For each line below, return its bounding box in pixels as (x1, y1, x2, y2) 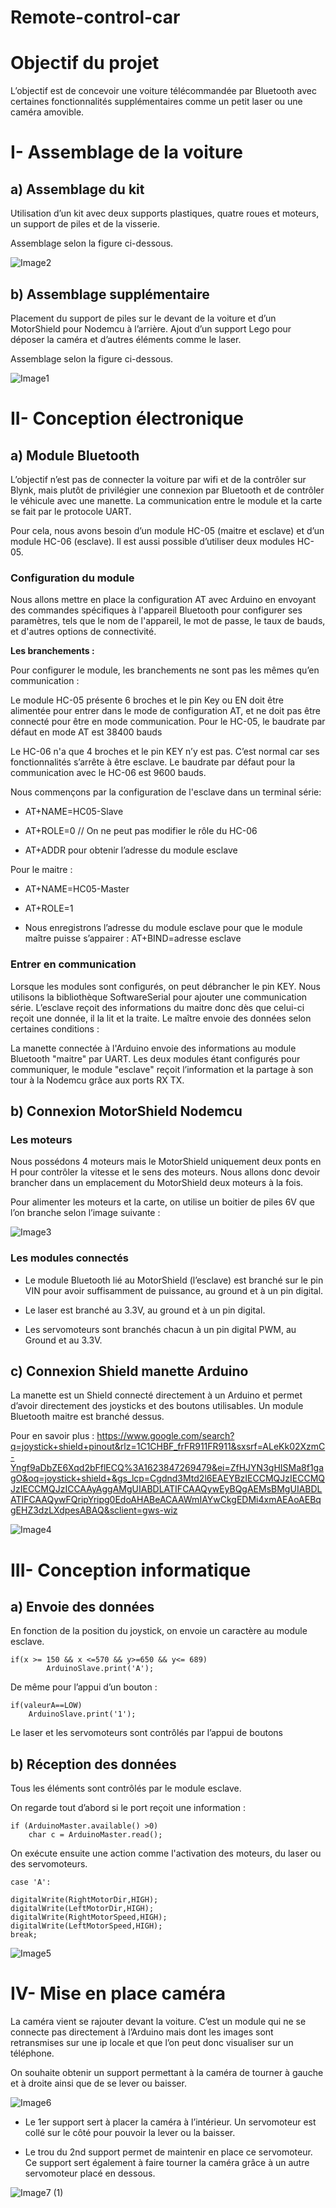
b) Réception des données (10, 1756, 177, 1773)
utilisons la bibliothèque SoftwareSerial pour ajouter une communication (10, 991, 308, 1003)
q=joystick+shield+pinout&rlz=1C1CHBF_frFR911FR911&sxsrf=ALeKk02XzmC (10, 1441, 326, 1453)
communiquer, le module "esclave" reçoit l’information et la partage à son (10, 1063, 314, 1075)
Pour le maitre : (10, 864, 73, 876)
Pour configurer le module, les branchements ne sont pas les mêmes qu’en (10, 664, 320, 676)
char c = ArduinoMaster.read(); (28, 1830, 163, 1840)
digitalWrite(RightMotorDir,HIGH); (10, 1895, 159, 1905)
